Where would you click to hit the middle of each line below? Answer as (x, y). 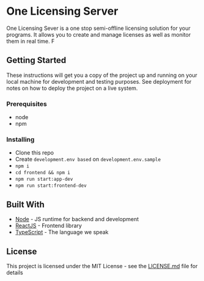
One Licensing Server (62, 11)
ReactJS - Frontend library (49, 226)
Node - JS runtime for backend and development (77, 219)
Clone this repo (34, 153)
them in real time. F (31, 41)
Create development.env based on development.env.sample (88, 159)
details (15, 272)
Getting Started (36, 60)
